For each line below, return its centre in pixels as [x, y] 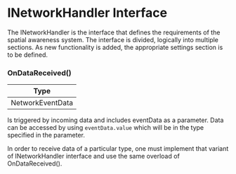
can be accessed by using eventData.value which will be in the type [106, 128]
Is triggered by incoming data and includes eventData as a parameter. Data [116, 120]
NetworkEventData [42, 103]
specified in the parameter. [46, 135]
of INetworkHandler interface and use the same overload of [94, 156]
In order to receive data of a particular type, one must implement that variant [118, 149]
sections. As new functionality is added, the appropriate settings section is [115, 47]
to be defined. [27, 55]
